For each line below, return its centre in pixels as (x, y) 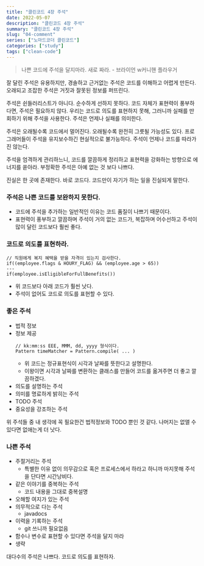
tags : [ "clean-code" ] (34, 52)
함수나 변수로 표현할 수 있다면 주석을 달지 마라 (69, 536)
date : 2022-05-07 (28, 18)
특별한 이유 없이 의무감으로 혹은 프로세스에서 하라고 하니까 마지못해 (104, 469)
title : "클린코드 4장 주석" (37, 12)
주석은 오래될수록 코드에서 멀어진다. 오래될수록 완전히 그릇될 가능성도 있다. (95, 131)
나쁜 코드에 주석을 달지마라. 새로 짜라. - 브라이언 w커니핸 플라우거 (99, 69)
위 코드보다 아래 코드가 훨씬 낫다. (54, 286)
